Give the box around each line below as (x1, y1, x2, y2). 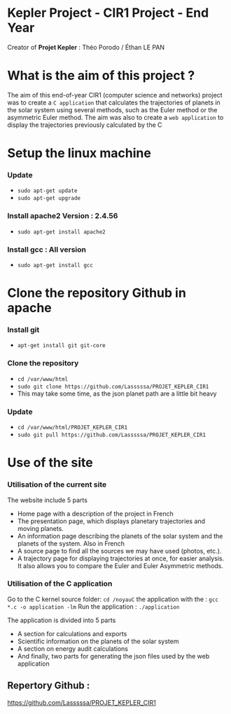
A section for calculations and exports (17, 629, 127, 638)
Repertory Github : (7, 680, 90, 692)
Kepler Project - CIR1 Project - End (7, 5, 209, 21)
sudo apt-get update (17, 187, 78, 194)
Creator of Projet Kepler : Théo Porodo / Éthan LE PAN (7, 43, 165, 51)
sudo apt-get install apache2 (17, 228, 106, 236)
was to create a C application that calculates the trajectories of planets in (7, 98, 220, 107)
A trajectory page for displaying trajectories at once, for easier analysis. (17, 554, 225, 563)
